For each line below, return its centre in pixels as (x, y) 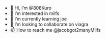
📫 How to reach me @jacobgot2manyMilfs (55, 30)
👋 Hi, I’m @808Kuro (31, 8)
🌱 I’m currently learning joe (38, 19)
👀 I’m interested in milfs (35, 13)
